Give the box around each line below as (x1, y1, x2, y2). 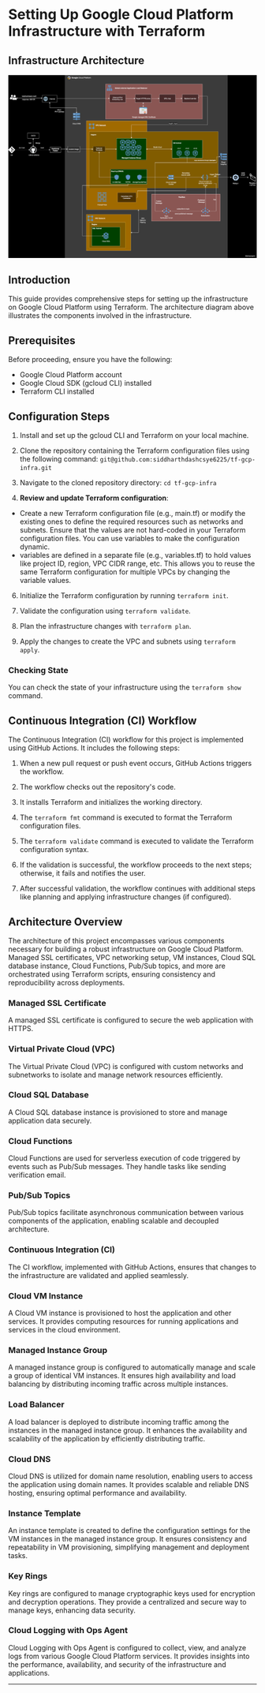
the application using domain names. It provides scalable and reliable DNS (8, 1479, 250, 1489)
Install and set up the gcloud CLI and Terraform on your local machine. (19, 431, 249, 440)
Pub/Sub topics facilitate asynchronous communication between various (8, 1208, 244, 1217)
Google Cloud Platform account (19, 370, 122, 379)
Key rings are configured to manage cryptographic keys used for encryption (8, 1588, 256, 1598)
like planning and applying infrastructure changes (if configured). (19, 892, 232, 902)
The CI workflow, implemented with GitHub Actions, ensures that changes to (8, 1262, 256, 1272)
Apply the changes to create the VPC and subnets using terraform (19, 637, 236, 646)
